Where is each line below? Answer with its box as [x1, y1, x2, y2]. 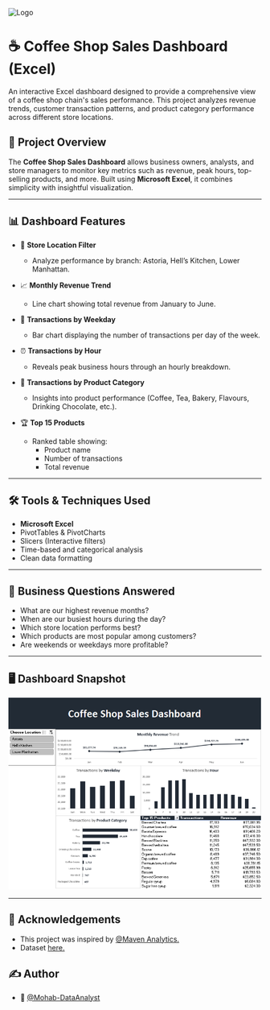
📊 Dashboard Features [8, 214, 126, 229]
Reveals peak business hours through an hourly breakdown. [31, 362, 231, 371]
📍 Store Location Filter [19, 240, 96, 250]
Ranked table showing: [31, 436, 108, 446]
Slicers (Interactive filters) [19, 536, 106, 546]
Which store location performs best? [19, 623, 141, 632]
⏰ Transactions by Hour [19, 346, 102, 355]
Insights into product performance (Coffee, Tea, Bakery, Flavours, [31, 393, 250, 403]
